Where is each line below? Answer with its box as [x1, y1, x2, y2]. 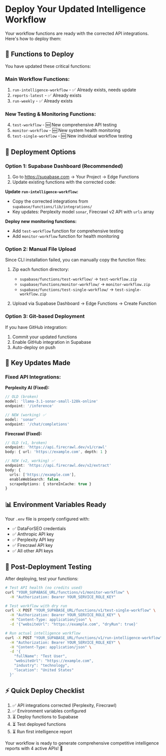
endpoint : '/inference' [5, 404, 54, 409]
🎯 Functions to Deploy [5, 50, 74, 58]
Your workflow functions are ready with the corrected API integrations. [5, 30, 149, 36]
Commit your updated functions [12, 333, 78, 340]
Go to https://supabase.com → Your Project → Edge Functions [12, 174, 139, 180]
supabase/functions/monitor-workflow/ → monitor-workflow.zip [19, 281, 151, 287]
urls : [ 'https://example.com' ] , [9, 472, 77, 477]
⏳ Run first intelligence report [12, 728, 73, 734]
